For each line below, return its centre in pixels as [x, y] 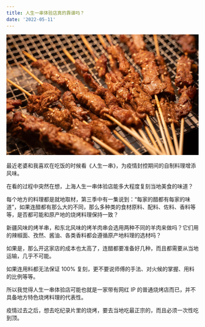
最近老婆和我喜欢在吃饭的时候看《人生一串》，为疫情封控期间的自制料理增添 [101, 165]
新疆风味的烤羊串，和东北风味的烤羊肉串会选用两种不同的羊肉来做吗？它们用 [103, 227]
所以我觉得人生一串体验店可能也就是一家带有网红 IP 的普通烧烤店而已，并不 [101, 289]
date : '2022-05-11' [31, 19]
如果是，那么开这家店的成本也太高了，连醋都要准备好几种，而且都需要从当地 [103, 248]
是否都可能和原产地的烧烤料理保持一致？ [68, 214]
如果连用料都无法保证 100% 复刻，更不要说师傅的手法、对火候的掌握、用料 [100, 269]
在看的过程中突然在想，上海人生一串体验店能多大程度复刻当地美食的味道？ [100, 186]
